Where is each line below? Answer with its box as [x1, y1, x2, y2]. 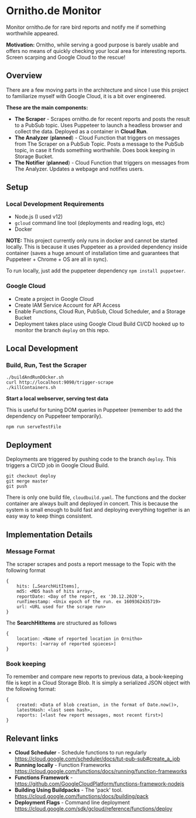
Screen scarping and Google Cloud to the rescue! [6, 53, 126, 61]
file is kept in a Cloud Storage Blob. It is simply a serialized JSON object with [6, 679, 190, 686]
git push [6, 484, 27, 490]
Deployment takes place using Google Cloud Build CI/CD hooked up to [14, 320, 185, 327]
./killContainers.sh [6, 385, 57, 391]
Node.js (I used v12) [14, 213, 63, 220]
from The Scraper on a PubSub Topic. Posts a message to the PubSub [14, 140, 184, 147]
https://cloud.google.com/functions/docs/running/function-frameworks [14, 768, 187, 775]
